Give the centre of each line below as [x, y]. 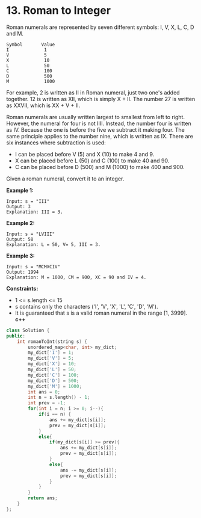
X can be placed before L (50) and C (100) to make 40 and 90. [92, 161]
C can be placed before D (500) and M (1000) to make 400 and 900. [100, 167]
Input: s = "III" [28, 201]
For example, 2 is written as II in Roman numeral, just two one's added [93, 92]
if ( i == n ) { [54, 415]
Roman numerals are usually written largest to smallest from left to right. [96, 117]
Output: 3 [19, 206]
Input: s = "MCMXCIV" [33, 267]
